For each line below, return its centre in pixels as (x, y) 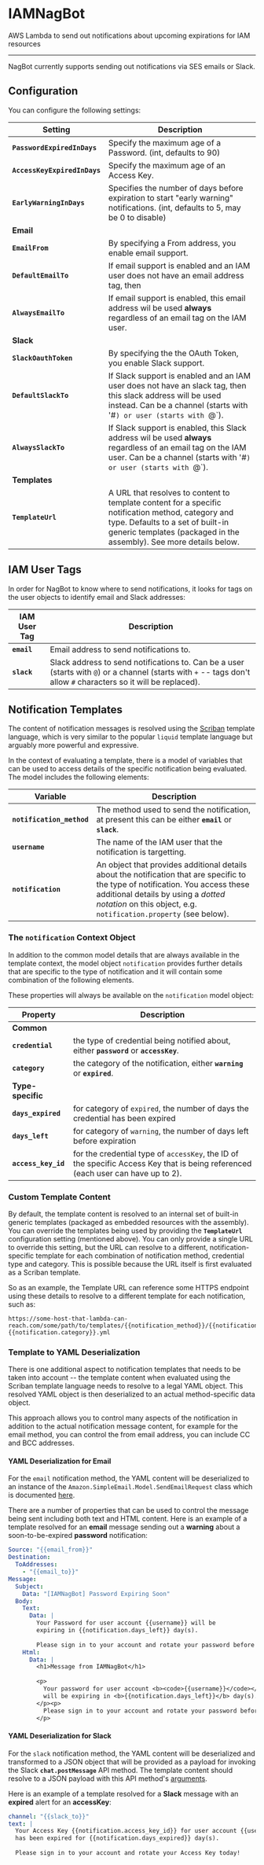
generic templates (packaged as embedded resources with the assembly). (128, 1222)
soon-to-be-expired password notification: (78, 1536)
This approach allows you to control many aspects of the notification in (123, 1418)
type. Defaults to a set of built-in (169, 522)
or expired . (93, 1072)
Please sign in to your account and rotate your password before (146, 1645)
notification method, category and (171, 512)
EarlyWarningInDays (48, 202)
